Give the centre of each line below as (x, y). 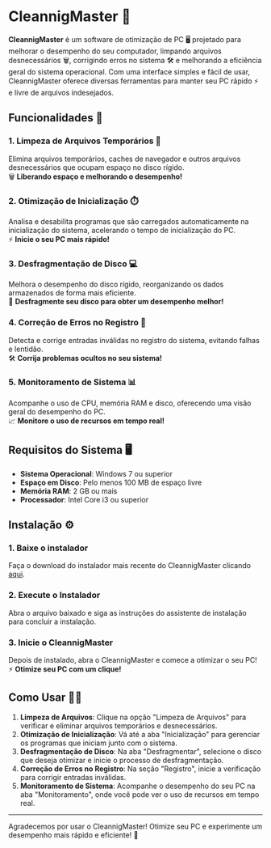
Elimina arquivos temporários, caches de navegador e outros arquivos (125, 159)
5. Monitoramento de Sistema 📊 (73, 382)
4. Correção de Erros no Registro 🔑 (77, 323)
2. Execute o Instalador (54, 596)
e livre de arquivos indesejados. (61, 92)
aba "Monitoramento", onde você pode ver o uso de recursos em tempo (140, 794)
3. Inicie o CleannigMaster (61, 642)
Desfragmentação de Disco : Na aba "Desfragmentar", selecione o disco (141, 751)
